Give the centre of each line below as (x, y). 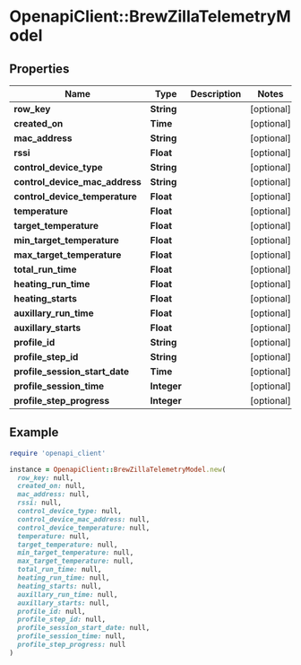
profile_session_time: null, (72, 636)
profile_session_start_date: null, (84, 628)
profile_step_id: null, (61, 620)
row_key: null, (46, 477)
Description (216, 94)
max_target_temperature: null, (76, 561)
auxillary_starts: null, (64, 603)
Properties (39, 69)
